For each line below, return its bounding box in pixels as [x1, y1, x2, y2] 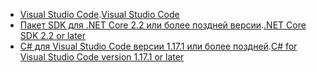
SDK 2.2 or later [19, 30, 87, 41]
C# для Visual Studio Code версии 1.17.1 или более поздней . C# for [19, 40, 298, 52]
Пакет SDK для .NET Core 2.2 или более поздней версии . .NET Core [19, 19, 307, 31]
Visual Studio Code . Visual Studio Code [19, 9, 180, 20]
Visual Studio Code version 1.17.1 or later [19, 51, 185, 63]
